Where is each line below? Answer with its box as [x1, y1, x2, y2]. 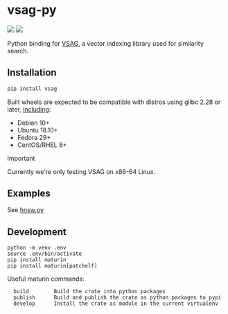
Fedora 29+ [17, 133, 51, 141]
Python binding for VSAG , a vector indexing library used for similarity [7, 39, 204, 47]
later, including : [7, 105, 51, 113]
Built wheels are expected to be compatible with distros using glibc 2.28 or [7, 98, 221, 106]
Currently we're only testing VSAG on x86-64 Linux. [7, 167, 156, 175]
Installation [7, 67, 57, 78]
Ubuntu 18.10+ [17, 125, 58, 134]
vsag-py [7, 2, 57, 18]
